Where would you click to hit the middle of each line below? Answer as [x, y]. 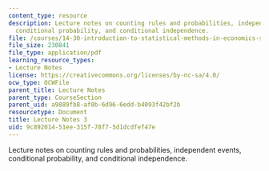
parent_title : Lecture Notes [57, 90]
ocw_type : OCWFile [39, 82]
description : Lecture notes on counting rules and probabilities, [121, 23]
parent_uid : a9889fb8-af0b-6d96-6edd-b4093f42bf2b [94, 105]
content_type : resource [48, 16]
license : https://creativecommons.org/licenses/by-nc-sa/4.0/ [114, 75]
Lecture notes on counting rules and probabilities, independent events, [125, 149]
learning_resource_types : [51, 61]
